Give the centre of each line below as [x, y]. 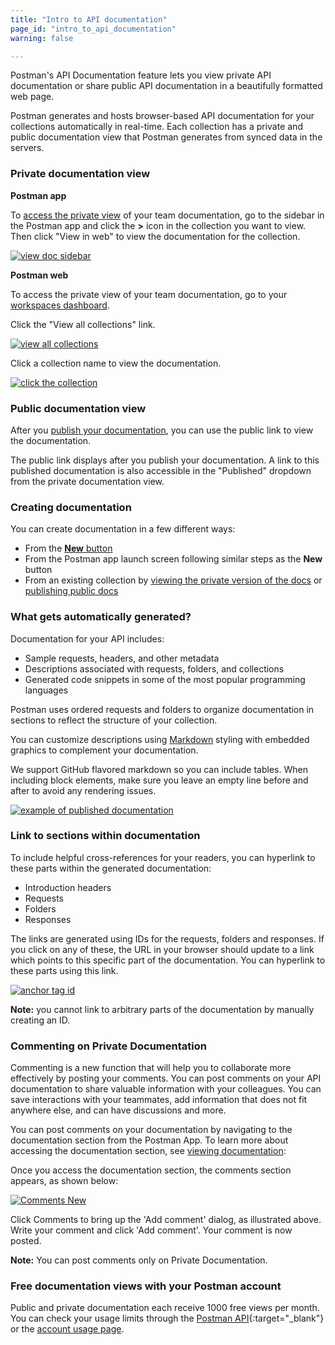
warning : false [42, 38]
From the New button [68, 548]
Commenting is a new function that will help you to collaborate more [151, 1068]
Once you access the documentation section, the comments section [151, 1170]
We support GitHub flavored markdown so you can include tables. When [159, 769]
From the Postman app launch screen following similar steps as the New [173, 559]
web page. [32, 97]
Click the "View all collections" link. [83, 324]
